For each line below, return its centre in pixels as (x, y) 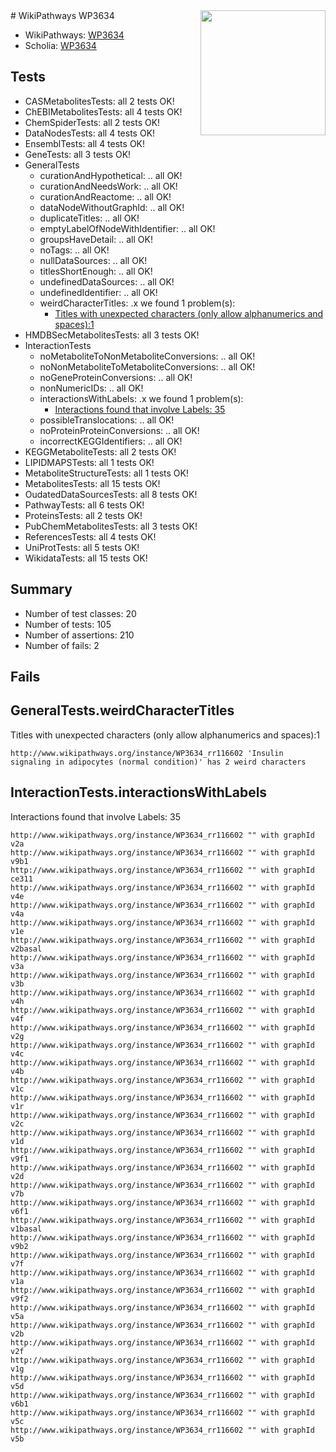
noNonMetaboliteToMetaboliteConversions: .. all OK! (147, 366)
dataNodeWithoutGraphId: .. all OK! (112, 207)
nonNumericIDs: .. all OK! (91, 388)
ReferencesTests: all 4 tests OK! (90, 536)
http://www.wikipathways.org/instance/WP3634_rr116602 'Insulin (147, 753)
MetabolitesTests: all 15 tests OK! (92, 483)
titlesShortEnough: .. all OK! (96, 271)
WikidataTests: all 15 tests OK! (86, 558)
